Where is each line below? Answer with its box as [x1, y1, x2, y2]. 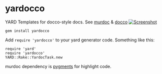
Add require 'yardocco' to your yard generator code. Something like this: [5, 37, 155, 43]
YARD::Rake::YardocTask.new [5, 55, 63, 60]
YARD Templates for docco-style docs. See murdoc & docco [5, 19, 128, 25]
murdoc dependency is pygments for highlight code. [5, 63, 112, 69]
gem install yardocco [5, 28, 50, 33]
